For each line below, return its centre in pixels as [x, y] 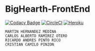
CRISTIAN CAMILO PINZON [30, 44]
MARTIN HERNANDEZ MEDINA [31, 31]
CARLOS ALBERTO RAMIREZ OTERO [36, 36]
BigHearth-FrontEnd [48, 9]
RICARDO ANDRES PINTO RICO [33, 40]
